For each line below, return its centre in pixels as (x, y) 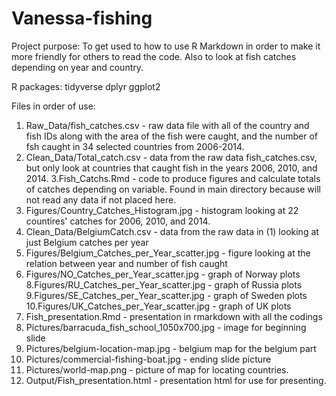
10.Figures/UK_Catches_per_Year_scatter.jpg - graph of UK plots (158, 306)
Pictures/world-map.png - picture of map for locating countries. (157, 369)
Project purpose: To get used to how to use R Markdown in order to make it (166, 46)
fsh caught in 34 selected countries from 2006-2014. (135, 146)
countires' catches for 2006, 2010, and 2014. (118, 221)
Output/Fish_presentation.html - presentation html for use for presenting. (176, 380)
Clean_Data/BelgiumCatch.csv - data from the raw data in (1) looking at (172, 231)
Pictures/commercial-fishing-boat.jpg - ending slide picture (148, 359)
